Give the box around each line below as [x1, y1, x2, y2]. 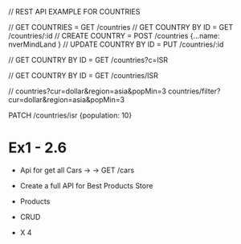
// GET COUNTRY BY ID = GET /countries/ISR [8, 71, 159, 80]
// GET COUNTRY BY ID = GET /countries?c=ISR [8, 56, 169, 64]
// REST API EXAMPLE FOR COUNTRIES [8, 7, 141, 16]
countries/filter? [168, 86, 221, 96]
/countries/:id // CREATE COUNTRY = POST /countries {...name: [8, 31, 220, 40]
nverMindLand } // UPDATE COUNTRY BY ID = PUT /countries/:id [8, 39, 224, 49]
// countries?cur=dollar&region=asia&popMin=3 [8, 86, 167, 96]
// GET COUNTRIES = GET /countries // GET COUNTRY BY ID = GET [8, 23, 234, 31]
